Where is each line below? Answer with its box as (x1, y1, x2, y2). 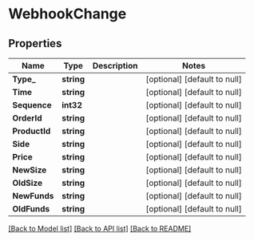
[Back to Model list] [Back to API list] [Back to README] (8, 224, 192, 233)
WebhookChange (8, 5, 127, 23)
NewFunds (12, 191, 54, 201)
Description (92, 61, 138, 71)
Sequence (12, 100, 52, 110)
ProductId (12, 125, 51, 136)
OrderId (12, 113, 42, 124)
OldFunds (12, 203, 50, 214)
